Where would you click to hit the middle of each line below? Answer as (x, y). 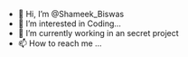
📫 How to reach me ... (60, 43)
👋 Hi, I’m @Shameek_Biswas (71, 14)
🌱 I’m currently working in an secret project (98, 33)
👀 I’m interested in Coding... (70, 24)
